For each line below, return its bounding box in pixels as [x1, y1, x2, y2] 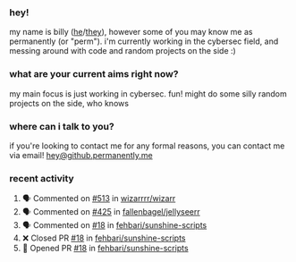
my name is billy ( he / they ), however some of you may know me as [9, 27, 253, 38]
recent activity [9, 172, 74, 184]
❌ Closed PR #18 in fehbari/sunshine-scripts [21, 232, 186, 243]
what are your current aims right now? [9, 68, 179, 80]
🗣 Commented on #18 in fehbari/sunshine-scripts [21, 220, 207, 231]
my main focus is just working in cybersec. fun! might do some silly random [9, 88, 288, 99]
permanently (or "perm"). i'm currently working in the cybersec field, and [9, 36, 279, 46]
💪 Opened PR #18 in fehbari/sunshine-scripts [21, 243, 190, 254]
